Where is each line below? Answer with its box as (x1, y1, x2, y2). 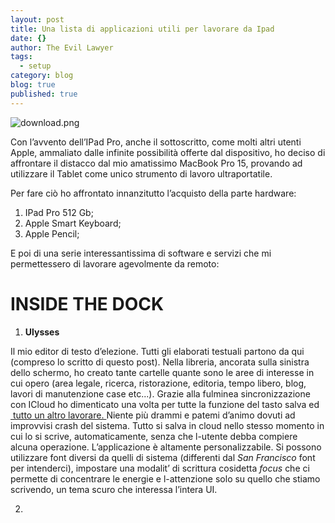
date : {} (10, 33, 47, 43)
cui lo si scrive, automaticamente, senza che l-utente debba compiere (10, 430, 298, 442)
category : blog (10, 71, 74, 81)
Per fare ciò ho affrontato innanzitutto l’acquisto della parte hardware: (10, 187, 297, 199)
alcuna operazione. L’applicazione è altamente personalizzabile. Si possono (10, 441, 322, 453)
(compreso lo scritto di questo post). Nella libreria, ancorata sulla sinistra (10, 356, 310, 368)
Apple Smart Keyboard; (24, 217, 122, 229)
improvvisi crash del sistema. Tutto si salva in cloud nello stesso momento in (10, 419, 325, 431)
